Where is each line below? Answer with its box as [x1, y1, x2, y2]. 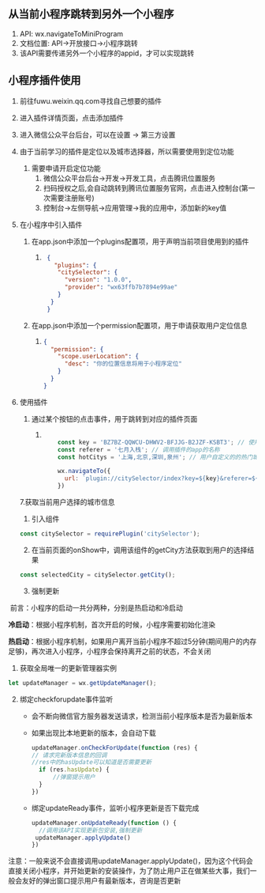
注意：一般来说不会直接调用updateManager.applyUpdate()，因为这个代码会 [8, 857, 254, 866]
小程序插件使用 [8, 74, 81, 87]
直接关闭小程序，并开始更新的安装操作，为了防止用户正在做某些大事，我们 [8, 866, 250, 876]
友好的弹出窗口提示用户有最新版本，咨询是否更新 [21, 876, 181, 886]
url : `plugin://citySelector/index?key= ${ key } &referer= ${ [64, 475, 259, 482]
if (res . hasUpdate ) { [38, 766, 110, 774]
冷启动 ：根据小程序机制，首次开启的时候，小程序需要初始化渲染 [8, 619, 215, 629]
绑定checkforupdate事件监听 [19, 694, 114, 704]
